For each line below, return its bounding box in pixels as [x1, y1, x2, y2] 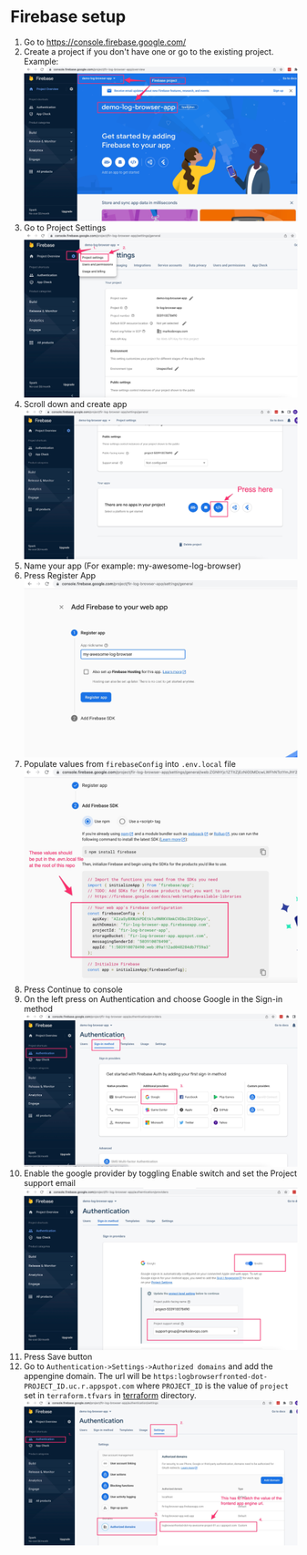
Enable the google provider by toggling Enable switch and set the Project [23, 1168, 298, 1179]
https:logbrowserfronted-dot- [153, 1372, 268, 1381]
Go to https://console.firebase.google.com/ [23, 36, 187, 47]
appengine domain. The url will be [23, 1370, 152, 1381]
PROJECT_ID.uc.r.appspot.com [23, 1382, 135, 1391]
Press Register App [23, 569, 97, 580]
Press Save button [23, 1351, 93, 1362]
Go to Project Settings [23, 222, 107, 233]
